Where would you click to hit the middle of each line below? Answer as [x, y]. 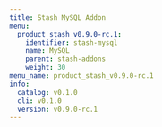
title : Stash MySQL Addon [57, 17]
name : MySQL [47, 51]
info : [19, 84]
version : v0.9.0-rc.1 [58, 109]
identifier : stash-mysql [72, 42]
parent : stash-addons [65, 59]
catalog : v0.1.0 [47, 92]
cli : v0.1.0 [40, 101]
